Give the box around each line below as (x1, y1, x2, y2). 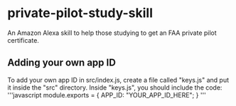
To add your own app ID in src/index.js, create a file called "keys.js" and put (7, 75, 230, 84)
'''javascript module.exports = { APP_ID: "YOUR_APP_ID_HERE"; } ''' (7, 90, 206, 99)
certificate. (7, 36, 39, 44)
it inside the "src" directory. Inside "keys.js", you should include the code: (7, 83, 222, 92)
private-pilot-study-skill (7, 5, 154, 21)
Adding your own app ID (7, 57, 116, 69)
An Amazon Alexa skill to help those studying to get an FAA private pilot (7, 28, 217, 37)
